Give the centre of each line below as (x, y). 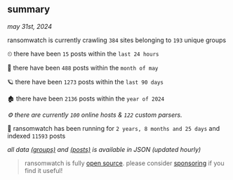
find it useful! (44, 170)
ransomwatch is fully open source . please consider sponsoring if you (124, 163)
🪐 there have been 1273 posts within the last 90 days (85, 82)
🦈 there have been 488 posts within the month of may (83, 67)
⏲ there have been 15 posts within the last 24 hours (83, 53)
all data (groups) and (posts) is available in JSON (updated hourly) (104, 149)
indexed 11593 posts (36, 136)
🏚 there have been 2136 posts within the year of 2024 (86, 98)
